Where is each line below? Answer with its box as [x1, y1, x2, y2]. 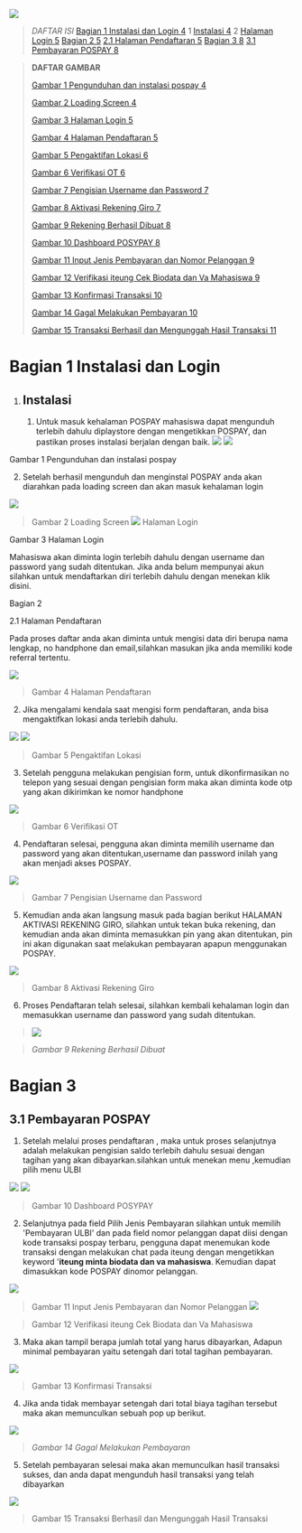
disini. [9, 581, 32, 591]
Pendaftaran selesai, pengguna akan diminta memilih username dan [22, 838, 275, 849]
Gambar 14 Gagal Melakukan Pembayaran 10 [31, 307, 198, 318]
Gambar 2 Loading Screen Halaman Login [31, 517, 198, 528]
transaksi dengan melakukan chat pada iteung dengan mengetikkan [22, 1247, 275, 1257]
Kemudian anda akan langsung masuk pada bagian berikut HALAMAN [22, 910, 282, 921]
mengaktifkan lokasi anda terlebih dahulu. [22, 714, 178, 724]
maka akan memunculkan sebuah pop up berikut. [22, 1407, 206, 1418]
